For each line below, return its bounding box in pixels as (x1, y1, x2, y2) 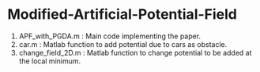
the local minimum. (18, 56, 81, 66)
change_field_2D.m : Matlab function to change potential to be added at (18, 48, 252, 57)
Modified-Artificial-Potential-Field (7, 5, 238, 23)
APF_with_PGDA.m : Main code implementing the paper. (18, 31, 202, 41)
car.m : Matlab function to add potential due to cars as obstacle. (18, 39, 228, 49)
